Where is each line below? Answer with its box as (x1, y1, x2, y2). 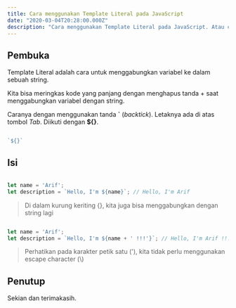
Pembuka (7, 49, 50, 61)
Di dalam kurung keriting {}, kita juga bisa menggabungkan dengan (24, 201, 219, 210)
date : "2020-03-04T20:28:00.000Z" (7, 17, 109, 24)
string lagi (24, 208, 54, 217)
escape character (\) (24, 255, 84, 264)
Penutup (7, 275, 46, 287)
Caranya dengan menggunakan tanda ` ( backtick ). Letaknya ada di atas (7, 110, 215, 119)
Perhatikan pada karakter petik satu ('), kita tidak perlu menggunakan (24, 248, 225, 256)
